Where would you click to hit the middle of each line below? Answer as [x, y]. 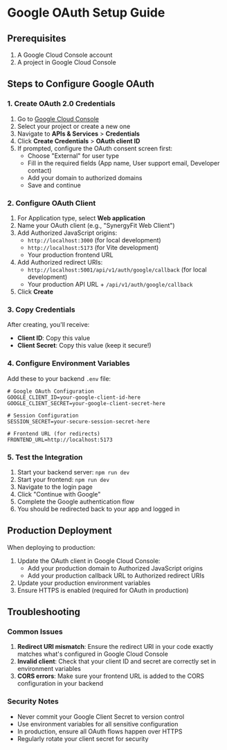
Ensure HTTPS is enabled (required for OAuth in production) [103, 590]
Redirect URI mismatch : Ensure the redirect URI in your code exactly [115, 647]
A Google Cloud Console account [65, 55]
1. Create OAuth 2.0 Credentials [61, 104]
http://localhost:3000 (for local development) [94, 240]
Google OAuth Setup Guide [86, 13]
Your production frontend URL [70, 255]
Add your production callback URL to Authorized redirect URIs [116, 575]
